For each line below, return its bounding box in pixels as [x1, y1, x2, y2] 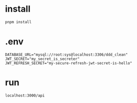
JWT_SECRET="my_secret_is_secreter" [5, 56, 80, 62]
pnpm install [5, 20, 32, 24]
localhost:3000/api [5, 93, 45, 98]
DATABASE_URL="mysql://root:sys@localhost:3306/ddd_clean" [5, 52, 128, 57]
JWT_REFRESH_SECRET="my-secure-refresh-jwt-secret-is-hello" [5, 61, 133, 65]
